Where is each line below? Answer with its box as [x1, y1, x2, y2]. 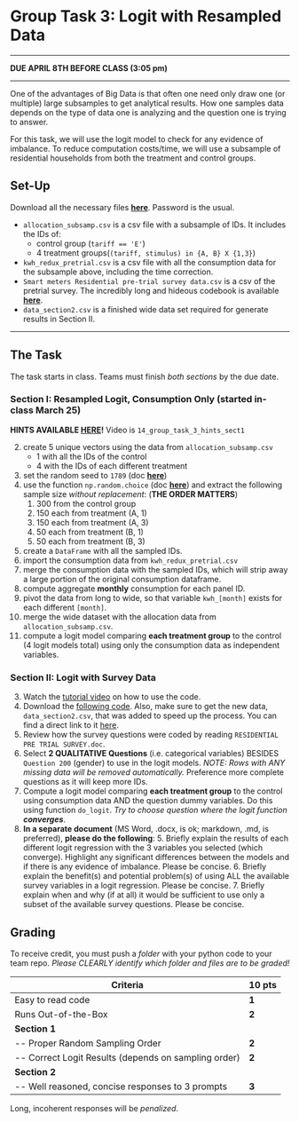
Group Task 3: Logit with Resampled [10, 6, 282, 27]
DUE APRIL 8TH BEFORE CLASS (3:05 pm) [10, 62, 168, 73]
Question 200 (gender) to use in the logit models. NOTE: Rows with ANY [22, 757, 286, 769]
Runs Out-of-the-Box [14, 1007, 108, 1020]
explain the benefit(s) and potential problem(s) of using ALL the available [22, 871, 289, 881]
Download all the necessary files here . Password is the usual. [10, 201, 235, 212]
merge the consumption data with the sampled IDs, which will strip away [22, 564, 288, 574]
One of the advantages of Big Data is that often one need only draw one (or [10, 88, 286, 99]
